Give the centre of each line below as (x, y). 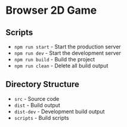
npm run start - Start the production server (68, 47)
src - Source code (37, 98)
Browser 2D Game (51, 10)
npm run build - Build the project (55, 59)
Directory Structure (43, 84)
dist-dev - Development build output (59, 111)
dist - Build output (37, 105)
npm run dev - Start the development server (68, 53)
